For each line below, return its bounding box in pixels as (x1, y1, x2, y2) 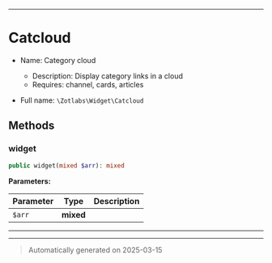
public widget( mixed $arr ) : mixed (8, 161, 125, 170)
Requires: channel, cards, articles (32, 79, 144, 89)
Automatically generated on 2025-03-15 (28, 244, 163, 255)
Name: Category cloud (19, 55, 96, 65)
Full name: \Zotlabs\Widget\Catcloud (19, 95, 144, 105)
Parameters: (8, 176, 51, 186)
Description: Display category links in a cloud (32, 70, 184, 81)
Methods (8, 119, 55, 133)
